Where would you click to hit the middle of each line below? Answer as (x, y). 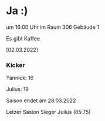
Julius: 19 (18, 89)
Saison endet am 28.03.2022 (41, 100)
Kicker (16, 65)
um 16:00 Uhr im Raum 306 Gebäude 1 (53, 27)
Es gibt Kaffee (23, 38)
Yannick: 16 (20, 78)
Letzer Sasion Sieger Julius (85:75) (48, 112)
